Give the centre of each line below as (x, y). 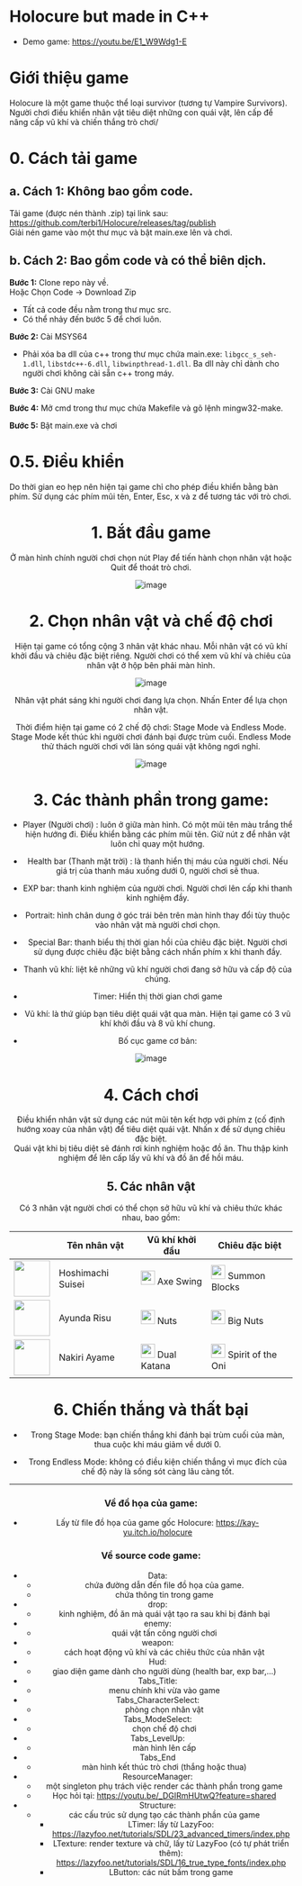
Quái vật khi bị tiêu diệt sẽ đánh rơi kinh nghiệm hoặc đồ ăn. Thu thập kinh (151, 1148)
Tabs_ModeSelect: (158, 1718)
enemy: (158, 1623)
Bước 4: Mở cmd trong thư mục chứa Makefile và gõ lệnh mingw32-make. (147, 408)
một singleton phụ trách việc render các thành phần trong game (164, 1786)
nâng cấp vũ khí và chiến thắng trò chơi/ (84, 122)
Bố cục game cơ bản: (158, 1041)
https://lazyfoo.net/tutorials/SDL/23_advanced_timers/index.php (171, 1834)
